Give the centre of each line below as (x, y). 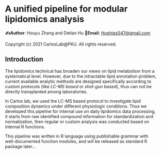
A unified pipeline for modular (66, 9)
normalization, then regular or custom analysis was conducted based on (77, 122)
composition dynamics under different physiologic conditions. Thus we (76, 106)
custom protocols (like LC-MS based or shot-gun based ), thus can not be (78, 86)
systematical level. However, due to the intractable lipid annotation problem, (81, 76)
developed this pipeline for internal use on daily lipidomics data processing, (80, 111)
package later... (21, 146)
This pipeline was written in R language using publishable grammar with (77, 136)
